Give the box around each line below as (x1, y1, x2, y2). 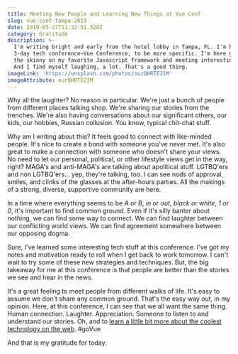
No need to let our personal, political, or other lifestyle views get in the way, (7, 155, 228, 163)
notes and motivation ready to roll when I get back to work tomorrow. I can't (7, 250, 229, 259)
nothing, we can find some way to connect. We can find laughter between (7, 214, 223, 222)
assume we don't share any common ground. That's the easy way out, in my (7, 294, 230, 303)
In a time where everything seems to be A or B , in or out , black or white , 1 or (7, 199, 229, 208)
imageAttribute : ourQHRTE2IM (7, 76, 93, 84)
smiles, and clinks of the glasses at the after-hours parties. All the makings (7, 178, 225, 186)
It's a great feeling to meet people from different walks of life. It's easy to (7, 287, 220, 296)
